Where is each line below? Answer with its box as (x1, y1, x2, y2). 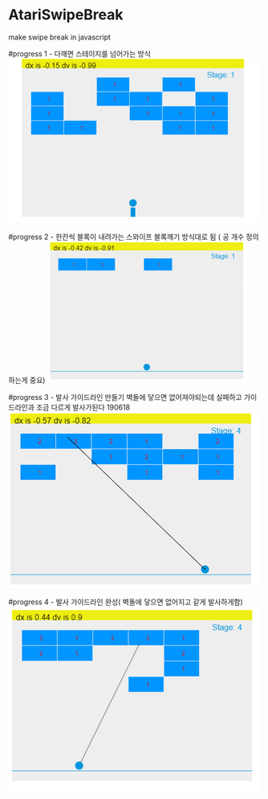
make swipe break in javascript (8, 32, 111, 42)
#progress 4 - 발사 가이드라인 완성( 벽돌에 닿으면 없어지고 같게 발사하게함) (8, 597, 243, 607)
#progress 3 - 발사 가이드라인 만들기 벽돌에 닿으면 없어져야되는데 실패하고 (8, 392, 242, 402)
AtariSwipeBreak (8, 6, 124, 24)
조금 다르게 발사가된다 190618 (35, 402, 131, 412)
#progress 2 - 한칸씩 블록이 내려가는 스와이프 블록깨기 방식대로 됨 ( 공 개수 (8, 232, 245, 241)
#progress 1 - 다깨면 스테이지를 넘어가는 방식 (8, 48, 151, 58)
